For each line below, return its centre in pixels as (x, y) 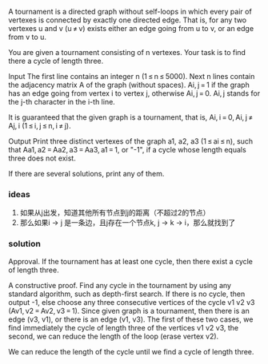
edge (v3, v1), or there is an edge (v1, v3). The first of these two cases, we (131, 319)
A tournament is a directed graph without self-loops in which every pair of (130, 12)
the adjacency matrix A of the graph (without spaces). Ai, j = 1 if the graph (129, 85)
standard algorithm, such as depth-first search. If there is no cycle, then (127, 294)
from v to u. (27, 37)
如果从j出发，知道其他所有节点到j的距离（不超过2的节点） (115, 213)
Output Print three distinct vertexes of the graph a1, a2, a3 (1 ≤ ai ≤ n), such (131, 141)
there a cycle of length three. (56, 61)
